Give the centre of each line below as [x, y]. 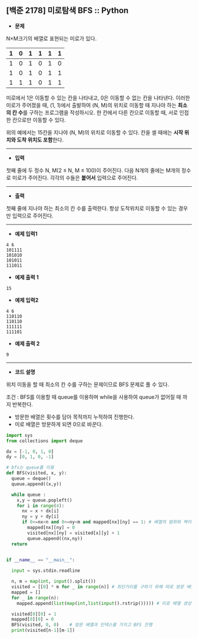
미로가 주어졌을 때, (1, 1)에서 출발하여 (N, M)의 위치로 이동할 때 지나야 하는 [91, 105]
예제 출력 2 [27, 343]
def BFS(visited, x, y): [37, 473]
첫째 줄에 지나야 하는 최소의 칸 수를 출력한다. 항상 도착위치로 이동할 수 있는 [92, 208]
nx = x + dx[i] [40, 511]
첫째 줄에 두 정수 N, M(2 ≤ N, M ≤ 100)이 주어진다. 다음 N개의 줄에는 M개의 [93, 170]
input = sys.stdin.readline [46, 571]
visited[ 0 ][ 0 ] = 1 [34, 614]
